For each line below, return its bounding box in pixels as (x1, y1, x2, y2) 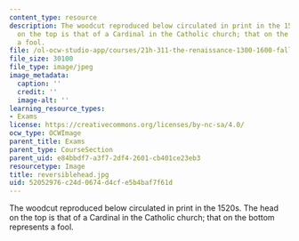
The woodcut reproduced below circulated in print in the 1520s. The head (9, 203, 279, 213)
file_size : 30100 (9, 54, 74, 63)
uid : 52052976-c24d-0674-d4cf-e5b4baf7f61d (9, 179, 174, 188)
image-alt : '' (17, 95, 69, 105)
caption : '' (17, 79, 62, 88)
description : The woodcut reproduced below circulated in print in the (9, 21, 280, 30)
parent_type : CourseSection (9, 145, 114, 154)
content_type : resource (9, 12, 98, 22)
